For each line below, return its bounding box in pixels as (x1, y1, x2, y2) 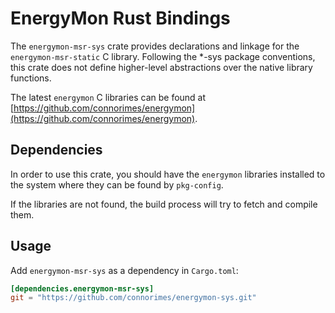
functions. (10, 72, 52, 84)
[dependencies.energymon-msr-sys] (10, 283, 155, 294)
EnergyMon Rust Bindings (10, 7, 231, 30)
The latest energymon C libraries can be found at (10, 91, 207, 103)
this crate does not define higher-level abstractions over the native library (10, 61, 313, 73)
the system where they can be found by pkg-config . (10, 178, 224, 191)
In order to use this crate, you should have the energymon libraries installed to (10, 168, 326, 180)
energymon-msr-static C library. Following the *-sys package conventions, (10, 50, 316, 62)
